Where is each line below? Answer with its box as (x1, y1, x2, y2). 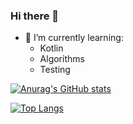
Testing (39, 64, 71, 76)
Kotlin (39, 42, 64, 54)
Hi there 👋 (10, 9, 60, 23)
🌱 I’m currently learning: (24, 32, 124, 44)
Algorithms (39, 53, 85, 65)
